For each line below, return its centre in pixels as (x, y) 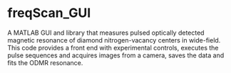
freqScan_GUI (49, 13)
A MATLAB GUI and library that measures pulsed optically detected (106, 33)
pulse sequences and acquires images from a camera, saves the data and (116, 55)
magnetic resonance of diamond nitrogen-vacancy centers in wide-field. (114, 40)
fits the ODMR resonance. (45, 62)
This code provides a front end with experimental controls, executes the (113, 47)
